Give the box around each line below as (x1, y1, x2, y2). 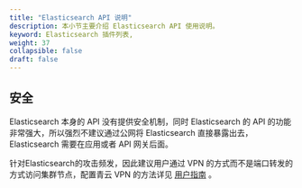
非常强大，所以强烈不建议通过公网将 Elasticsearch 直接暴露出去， (9, 127, 253, 138)
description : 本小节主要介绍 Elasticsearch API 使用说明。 (9, 22, 219, 31)
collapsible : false (9, 47, 83, 56)
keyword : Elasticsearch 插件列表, (9, 30, 133, 39)
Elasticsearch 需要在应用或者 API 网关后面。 (9, 139, 174, 149)
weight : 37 (9, 38, 50, 48)
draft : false (9, 55, 59, 64)
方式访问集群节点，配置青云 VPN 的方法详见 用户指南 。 (9, 168, 216, 180)
